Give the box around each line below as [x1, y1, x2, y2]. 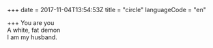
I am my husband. [7, 33, 58, 41]
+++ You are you [7, 19, 55, 26]
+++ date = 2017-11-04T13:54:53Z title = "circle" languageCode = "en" [7, 6, 207, 14]
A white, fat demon [7, 26, 61, 34]
